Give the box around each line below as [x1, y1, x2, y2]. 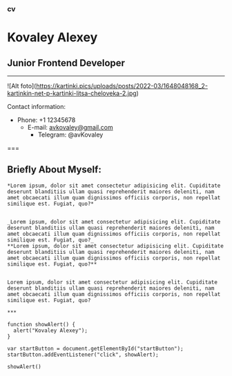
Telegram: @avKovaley [37, 130, 104, 139]
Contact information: [7, 102, 66, 110]
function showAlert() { [7, 321, 76, 328]
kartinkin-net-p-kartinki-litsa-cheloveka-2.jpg [7, 89, 137, 97]
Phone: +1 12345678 [17, 115, 76, 124]
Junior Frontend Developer [7, 57, 126, 69]
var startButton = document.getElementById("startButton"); [7, 345, 184, 352]
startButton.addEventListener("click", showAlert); [7, 351, 159, 358]
